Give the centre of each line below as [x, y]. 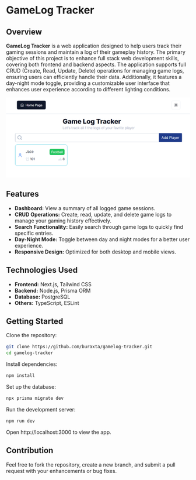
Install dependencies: [32, 364]
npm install [20, 376]
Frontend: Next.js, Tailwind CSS [53, 284]
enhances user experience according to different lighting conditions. [88, 89]
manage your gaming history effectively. [63, 221]
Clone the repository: [32, 335]
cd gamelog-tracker [30, 353]
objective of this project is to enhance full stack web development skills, [92, 58]
